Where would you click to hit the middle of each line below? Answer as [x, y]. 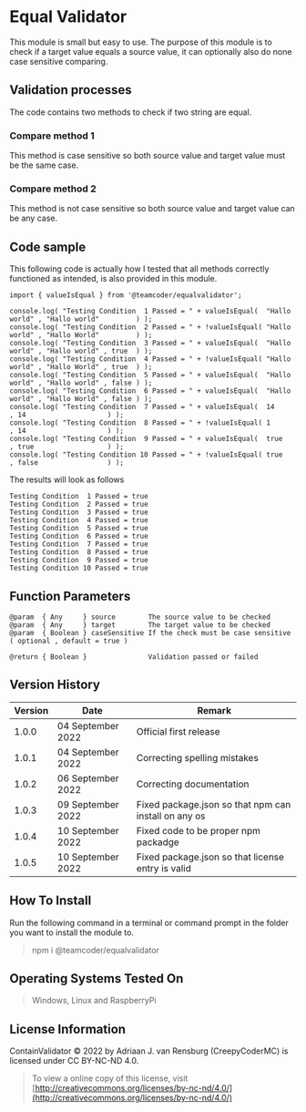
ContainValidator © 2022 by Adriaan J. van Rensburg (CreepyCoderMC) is [149, 1051]
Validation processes [71, 90]
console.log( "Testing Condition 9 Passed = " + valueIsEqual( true [146, 439]
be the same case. [44, 165]
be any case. [33, 218]
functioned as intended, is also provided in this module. [113, 279]
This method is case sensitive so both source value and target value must [148, 156]
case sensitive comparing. [59, 61]
